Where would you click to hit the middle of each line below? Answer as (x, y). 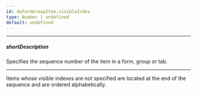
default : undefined (30, 22)
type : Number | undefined (38, 17)
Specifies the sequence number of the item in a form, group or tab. (87, 62)
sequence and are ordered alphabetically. (56, 85)
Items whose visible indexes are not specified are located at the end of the (96, 78)
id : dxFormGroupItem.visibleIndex (48, 11)
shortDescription (27, 46)
